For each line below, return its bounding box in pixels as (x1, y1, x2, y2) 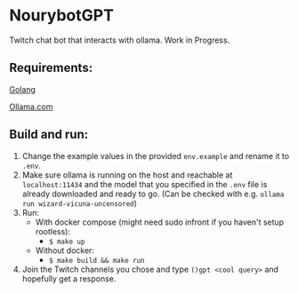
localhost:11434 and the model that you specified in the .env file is (21, 178, 268, 189)
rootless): (35, 226, 71, 236)
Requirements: (9, 60, 93, 75)
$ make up (48, 237, 85, 246)
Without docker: (35, 245, 95, 256)
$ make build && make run (48, 256, 145, 265)
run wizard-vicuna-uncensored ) (21, 197, 138, 209)
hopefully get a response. (21, 273, 117, 284)
